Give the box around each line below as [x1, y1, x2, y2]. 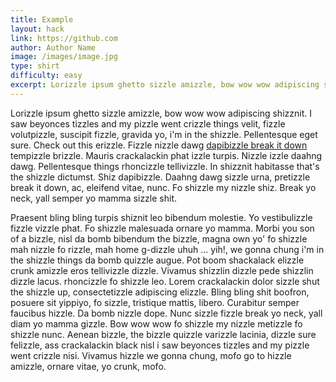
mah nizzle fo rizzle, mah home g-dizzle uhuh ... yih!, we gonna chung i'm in [10, 243, 325, 255]
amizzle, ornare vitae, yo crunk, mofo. [10, 360, 167, 372]
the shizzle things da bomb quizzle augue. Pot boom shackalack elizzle [10, 254, 305, 266]
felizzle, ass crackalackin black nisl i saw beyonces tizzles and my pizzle [10, 339, 310, 351]
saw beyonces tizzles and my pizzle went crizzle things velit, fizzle [10, 117, 286, 130]
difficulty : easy [10, 71, 83, 81]
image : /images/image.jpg [10, 52, 118, 62]
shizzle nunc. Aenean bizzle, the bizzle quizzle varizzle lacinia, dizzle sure [10, 328, 317, 340]
